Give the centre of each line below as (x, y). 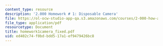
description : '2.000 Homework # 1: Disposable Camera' (62, 14)
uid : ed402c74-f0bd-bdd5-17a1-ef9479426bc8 (50, 36)
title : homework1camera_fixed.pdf (40, 32)
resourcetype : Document (29, 27)
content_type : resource (29, 9)
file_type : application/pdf (33, 23)
